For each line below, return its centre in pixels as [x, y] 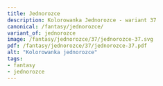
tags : [15, 59]
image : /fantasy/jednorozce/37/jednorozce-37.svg [80, 40]
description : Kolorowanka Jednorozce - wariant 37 [82, 20]
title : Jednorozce [34, 14]
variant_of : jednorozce [42, 33]
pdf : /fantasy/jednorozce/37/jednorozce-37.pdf [77, 46]
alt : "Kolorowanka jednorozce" [52, 53]
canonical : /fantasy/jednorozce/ [55, 26]
